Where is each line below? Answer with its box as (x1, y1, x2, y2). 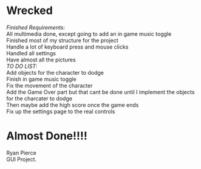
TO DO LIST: (6, 62, 38, 70)
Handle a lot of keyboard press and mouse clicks (6, 43, 129, 50)
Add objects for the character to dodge (6, 69, 104, 76)
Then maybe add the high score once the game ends (6, 101, 139, 108)
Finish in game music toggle (6, 75, 77, 83)
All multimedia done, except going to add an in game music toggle (6, 30, 172, 37)
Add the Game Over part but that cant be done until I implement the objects (6, 88, 195, 95)
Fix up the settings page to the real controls (6, 108, 115, 115)
